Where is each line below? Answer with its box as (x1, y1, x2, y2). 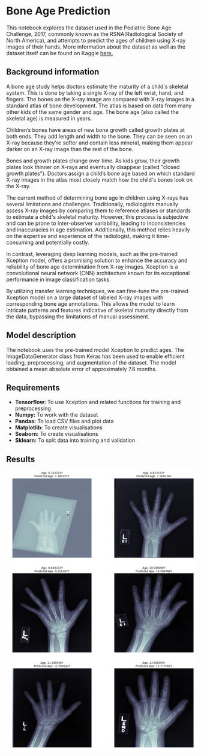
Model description (6, 330, 76, 341)
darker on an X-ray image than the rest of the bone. (6, 145, 134, 152)
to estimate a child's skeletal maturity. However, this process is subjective (6, 213, 188, 220)
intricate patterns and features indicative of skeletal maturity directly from (6, 306, 188, 314)
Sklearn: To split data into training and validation (14, 436, 136, 444)
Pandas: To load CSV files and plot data (14, 418, 114, 425)
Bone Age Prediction (6, 4, 111, 18)
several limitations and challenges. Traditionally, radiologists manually (6, 200, 179, 207)
